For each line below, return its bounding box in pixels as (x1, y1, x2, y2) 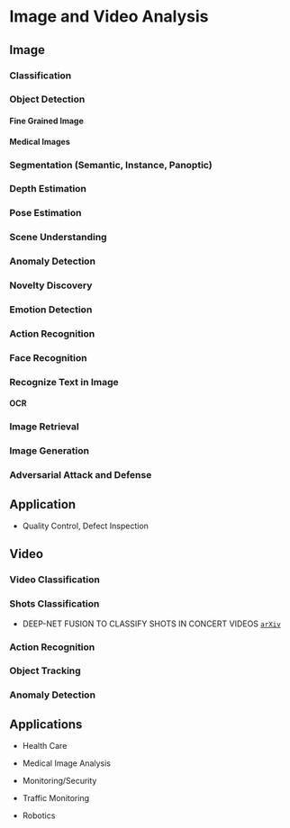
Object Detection (9, 93, 86, 105)
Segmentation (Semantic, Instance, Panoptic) (9, 158, 213, 171)
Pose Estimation (9, 207, 82, 220)
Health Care (22, 741, 68, 751)
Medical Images (9, 136, 70, 147)
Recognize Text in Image (9, 375, 119, 388)
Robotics (22, 810, 56, 821)
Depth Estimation (9, 183, 87, 195)
